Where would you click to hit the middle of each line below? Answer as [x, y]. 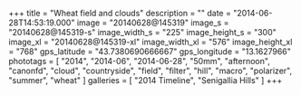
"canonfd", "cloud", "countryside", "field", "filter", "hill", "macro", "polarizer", [150, 71]
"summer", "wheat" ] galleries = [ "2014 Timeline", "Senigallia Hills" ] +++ [146, 80]
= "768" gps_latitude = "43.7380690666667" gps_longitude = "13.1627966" [150, 52]
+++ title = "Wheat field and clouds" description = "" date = [120, 13]
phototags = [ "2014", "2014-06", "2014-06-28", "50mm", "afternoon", [140, 61]
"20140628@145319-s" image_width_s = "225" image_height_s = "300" [143, 32]
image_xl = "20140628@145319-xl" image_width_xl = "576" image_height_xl [150, 42]
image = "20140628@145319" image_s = [153, 23]
